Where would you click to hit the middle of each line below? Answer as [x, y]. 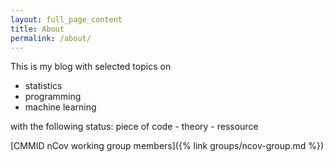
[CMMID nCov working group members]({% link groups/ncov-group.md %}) [167, 146]
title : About [37, 29]
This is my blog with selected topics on [91, 67]
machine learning [60, 107]
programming [53, 97]
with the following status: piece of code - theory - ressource [134, 127]
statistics [43, 86]
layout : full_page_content [66, 19]
